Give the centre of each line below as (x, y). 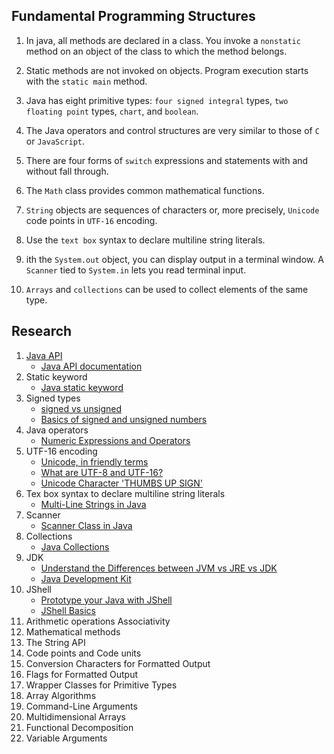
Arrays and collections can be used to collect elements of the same (167, 289)
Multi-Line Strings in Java (93, 504)
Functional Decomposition (79, 727)
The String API (55, 642)
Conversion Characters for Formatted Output (118, 663)
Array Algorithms (61, 695)
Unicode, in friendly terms (94, 461)
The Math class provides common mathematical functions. (145, 190)
